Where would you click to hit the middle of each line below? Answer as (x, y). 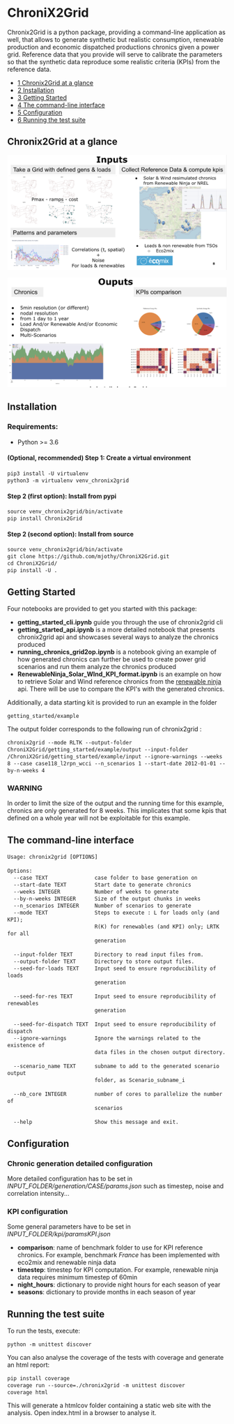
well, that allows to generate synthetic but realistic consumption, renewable (116, 39)
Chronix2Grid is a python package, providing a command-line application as (117, 32)
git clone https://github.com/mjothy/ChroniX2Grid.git (88, 557)
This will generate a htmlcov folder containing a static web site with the (109, 1406)
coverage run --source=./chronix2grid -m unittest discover (96, 1386)
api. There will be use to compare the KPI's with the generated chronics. (121, 689)
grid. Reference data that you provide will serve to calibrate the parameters (115, 54)
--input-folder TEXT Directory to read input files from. (109, 955)
